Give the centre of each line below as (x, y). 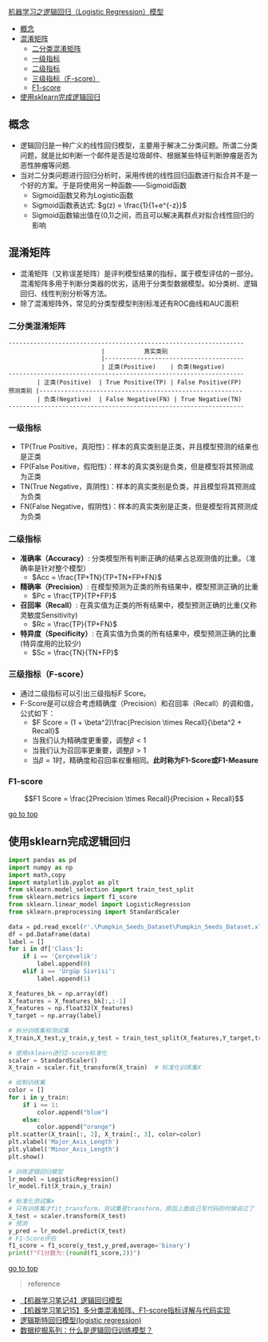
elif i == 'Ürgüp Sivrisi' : (69, 972)
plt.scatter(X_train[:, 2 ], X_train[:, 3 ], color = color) (105, 1135)
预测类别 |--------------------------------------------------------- (126, 391)
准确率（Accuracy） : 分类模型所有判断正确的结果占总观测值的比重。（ (134, 558)
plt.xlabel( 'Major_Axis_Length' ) (64, 1142)
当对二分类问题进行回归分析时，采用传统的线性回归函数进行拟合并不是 (135, 175)
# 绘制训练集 (27, 1083)
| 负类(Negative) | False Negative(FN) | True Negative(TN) (139, 399)
